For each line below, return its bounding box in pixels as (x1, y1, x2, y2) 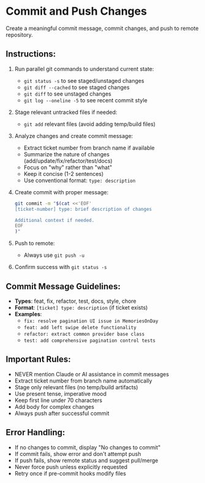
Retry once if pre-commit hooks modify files (14, 470, 127, 477)
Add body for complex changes (14, 403, 94, 410)
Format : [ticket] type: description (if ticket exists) (14, 303, 148, 311)
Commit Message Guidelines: (6, 281, 121, 292)
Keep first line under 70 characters (14, 397, 102, 404)
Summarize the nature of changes (23, 150, 110, 158)
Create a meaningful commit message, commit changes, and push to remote (6, 25, 199, 32)
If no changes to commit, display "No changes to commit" (14, 443, 161, 451)
